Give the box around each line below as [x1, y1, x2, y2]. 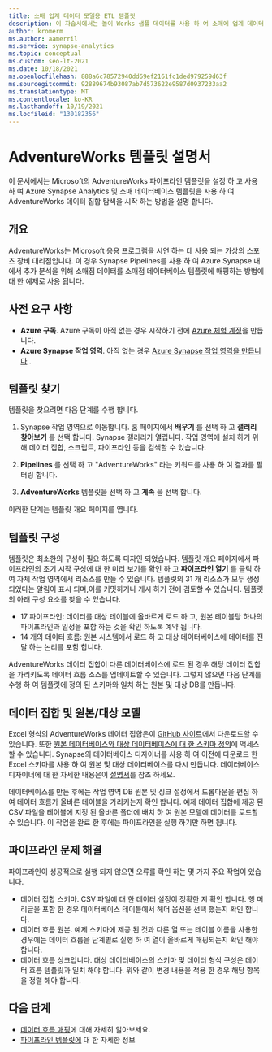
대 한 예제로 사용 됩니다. [8, 276, 84, 285]
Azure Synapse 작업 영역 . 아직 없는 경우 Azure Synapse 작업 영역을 [19, 346, 240, 355]
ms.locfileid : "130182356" [8, 111, 100, 119]
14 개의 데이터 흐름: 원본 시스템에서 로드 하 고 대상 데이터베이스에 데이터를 [19, 632, 256, 642]
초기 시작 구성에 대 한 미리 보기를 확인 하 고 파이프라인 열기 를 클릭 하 [43, 564, 261, 574]
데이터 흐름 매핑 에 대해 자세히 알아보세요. [19, 1024, 151, 1034]
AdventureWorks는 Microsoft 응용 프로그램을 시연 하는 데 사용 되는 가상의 [8, 246, 245, 255]
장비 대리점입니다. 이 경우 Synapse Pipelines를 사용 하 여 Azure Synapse [16, 255, 253, 265]
